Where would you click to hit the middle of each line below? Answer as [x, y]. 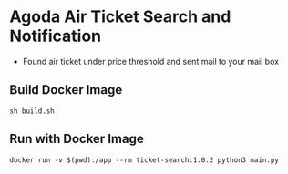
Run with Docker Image [77, 139]
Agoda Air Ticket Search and [120, 17]
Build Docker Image [66, 90]
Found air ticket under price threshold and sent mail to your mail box [151, 61]
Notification [56, 36]
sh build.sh [32, 111]
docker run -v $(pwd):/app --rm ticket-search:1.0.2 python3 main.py [144, 160]
